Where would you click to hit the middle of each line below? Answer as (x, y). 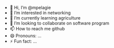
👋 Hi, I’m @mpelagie (30, 8)
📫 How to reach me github (37, 29)
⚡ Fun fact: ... (23, 41)
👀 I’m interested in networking (40, 13)
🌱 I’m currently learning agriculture (45, 18)
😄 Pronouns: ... (26, 36)
